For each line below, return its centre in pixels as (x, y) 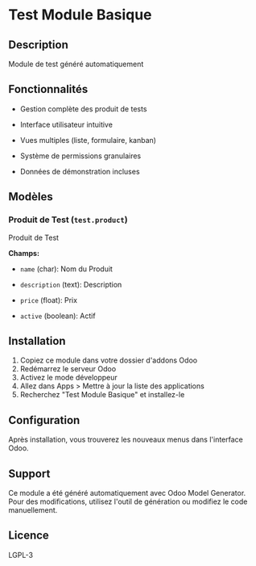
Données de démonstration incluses (80, 171)
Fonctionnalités (48, 89)
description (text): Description (71, 284)
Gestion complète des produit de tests (83, 109)
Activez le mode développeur (69, 378)
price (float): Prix (49, 300)
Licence (29, 536)
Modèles (31, 197)
